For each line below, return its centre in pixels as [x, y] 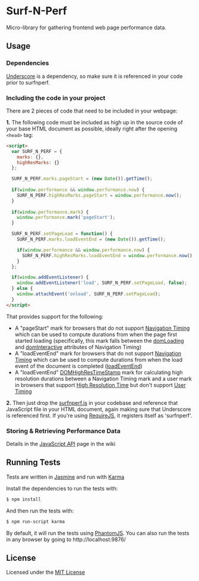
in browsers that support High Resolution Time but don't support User [100, 385]
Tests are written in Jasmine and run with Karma [65, 477]
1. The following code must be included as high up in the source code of [94, 122]
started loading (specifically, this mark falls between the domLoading [99, 341]
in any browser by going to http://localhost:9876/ [66, 539]
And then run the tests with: [40, 511]
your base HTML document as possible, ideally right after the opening [92, 129]
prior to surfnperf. [28, 82]
